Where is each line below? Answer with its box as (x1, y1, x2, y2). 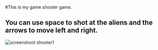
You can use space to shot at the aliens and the (5, 18, 153, 27)
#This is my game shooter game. (5, 4, 72, 10)
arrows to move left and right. (5, 26, 98, 35)
